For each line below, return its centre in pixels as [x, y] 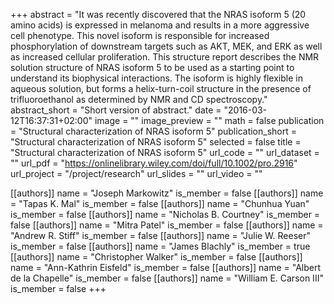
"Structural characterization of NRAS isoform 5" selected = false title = [156, 142]
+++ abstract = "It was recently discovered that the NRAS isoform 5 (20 [158, 14]
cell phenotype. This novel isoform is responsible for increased [140, 35]
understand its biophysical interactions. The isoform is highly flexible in [156, 78]
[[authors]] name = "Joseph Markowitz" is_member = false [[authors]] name [167, 193]
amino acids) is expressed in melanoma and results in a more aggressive [160, 25]
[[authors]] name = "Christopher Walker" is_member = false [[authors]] [156, 257]
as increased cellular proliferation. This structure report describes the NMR [165, 57]
